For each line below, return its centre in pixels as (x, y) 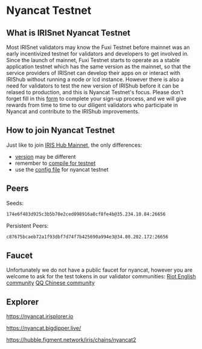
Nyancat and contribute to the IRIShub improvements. (73, 111)
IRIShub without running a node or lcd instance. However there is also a (95, 79)
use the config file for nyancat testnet (62, 169)
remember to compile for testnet (55, 163)
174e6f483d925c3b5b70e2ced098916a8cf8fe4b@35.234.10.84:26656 (86, 214)
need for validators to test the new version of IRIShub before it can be (93, 86)
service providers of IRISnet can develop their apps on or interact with (93, 73)
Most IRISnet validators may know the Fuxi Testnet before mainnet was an (98, 47)
